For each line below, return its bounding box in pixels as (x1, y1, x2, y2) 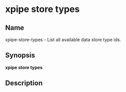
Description (5, 79, 43, 87)
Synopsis (5, 51, 35, 59)
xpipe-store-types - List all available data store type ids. (5, 36, 121, 42)
